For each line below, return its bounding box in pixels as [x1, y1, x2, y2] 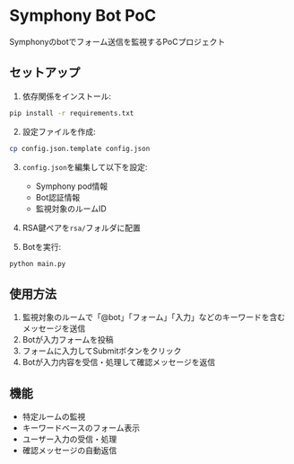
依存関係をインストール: [22, 91, 112, 102]
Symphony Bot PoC [9, 5, 157, 26]
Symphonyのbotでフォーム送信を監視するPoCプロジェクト [9, 36, 226, 47]
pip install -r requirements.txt [9, 109, 134, 118]
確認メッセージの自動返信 [22, 445, 117, 455]
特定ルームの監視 [22, 411, 86, 422]
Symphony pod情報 [35, 181, 108, 192]
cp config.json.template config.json [9, 144, 151, 153]
